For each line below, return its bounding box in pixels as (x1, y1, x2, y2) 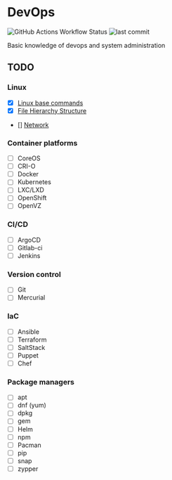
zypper (17, 465, 39, 473)
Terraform (17, 335, 47, 344)
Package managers (7, 377, 75, 387)
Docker (17, 170, 39, 179)
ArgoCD (17, 235, 41, 244)
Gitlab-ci (17, 243, 43, 252)
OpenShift (17, 194, 47, 202)
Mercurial (17, 293, 46, 302)
